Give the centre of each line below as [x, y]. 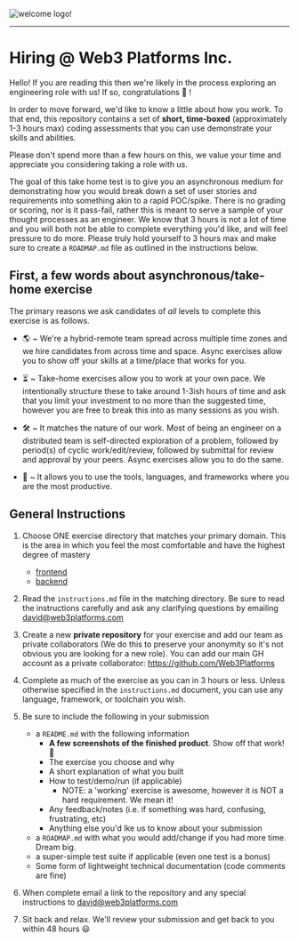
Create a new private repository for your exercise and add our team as [152, 634]
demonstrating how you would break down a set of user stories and [133, 190]
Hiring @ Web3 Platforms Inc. [121, 58]
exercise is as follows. [50, 320]
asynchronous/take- [206, 276]
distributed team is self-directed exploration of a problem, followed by [150, 440]
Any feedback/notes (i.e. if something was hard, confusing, [158, 809]
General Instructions [68, 515]
